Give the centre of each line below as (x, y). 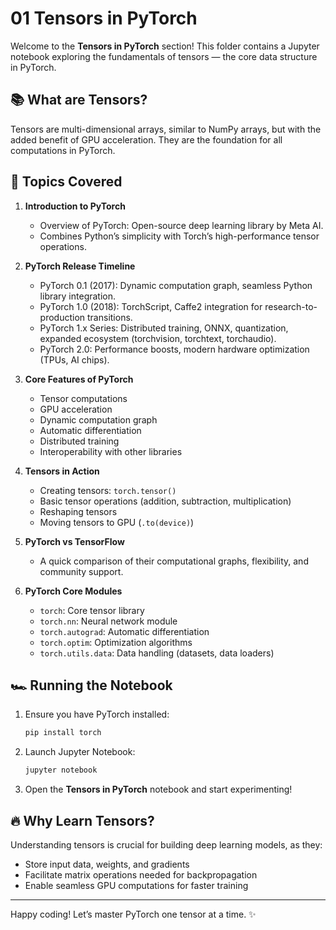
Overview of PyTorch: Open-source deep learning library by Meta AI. (181, 225)
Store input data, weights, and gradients (107, 864)
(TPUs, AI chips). (74, 359)
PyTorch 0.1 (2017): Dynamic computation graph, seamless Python (176, 285)
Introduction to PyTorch (75, 206)
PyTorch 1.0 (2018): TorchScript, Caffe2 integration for (151, 306)
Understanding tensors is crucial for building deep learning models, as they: (166, 844)
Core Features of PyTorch (79, 379)
